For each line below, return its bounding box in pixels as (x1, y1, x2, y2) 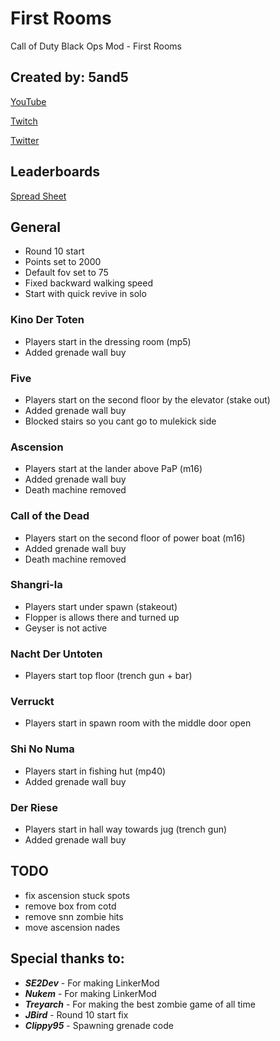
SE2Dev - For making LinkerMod (24, 977, 160, 989)
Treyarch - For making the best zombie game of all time (24, 998, 256, 1010)
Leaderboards (10, 163, 100, 181)
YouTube (10, 95, 47, 107)
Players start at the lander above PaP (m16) (24, 463, 203, 475)
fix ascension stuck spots (24, 889, 131, 901)
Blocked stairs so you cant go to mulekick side (24, 415, 217, 427)
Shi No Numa (10, 742, 75, 756)
